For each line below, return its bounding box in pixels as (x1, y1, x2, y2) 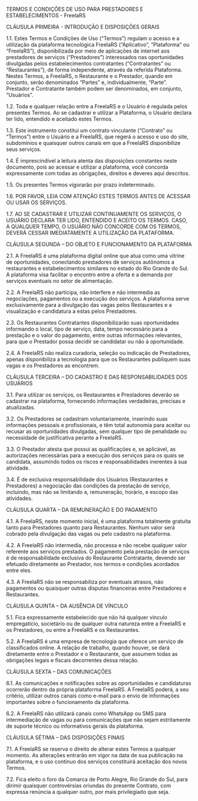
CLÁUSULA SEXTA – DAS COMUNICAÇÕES (6, 668, 112, 675)
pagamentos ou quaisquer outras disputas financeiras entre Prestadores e (6, 584, 187, 592)
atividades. (6, 495, 33, 502)
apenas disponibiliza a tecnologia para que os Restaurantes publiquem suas (6, 356, 191, 363)
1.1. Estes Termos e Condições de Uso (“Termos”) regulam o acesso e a (6, 35, 180, 41)
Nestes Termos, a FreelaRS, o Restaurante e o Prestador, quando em (6, 73, 173, 79)
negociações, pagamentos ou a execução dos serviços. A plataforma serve (6, 295, 190, 302)
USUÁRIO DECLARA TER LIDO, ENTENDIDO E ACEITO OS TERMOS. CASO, (6, 217, 187, 224)
